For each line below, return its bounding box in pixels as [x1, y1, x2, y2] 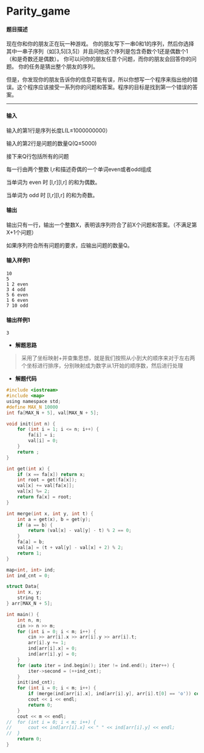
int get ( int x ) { [6, 466, 50, 472]
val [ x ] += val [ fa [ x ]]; [17, 483, 75, 489]
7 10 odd [6, 303, 29, 309]
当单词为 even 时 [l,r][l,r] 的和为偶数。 [6, 178, 101, 186]
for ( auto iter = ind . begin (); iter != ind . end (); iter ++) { [17, 662, 175, 668]
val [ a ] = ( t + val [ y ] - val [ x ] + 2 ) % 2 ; [17, 545, 124, 551]
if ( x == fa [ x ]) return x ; [17, 471, 86, 477]
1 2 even [6, 281, 29, 287]
